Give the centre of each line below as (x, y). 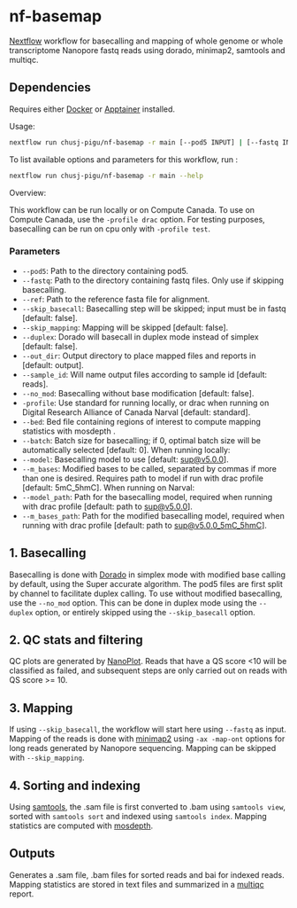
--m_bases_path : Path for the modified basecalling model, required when (153, 515)
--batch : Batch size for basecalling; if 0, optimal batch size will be (141, 440)
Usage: (22, 126)
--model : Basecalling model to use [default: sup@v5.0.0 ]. (125, 459)
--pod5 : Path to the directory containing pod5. (105, 270)
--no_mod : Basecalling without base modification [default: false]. (138, 393)
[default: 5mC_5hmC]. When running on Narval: (108, 487)
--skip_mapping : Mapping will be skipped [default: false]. (125, 327)
